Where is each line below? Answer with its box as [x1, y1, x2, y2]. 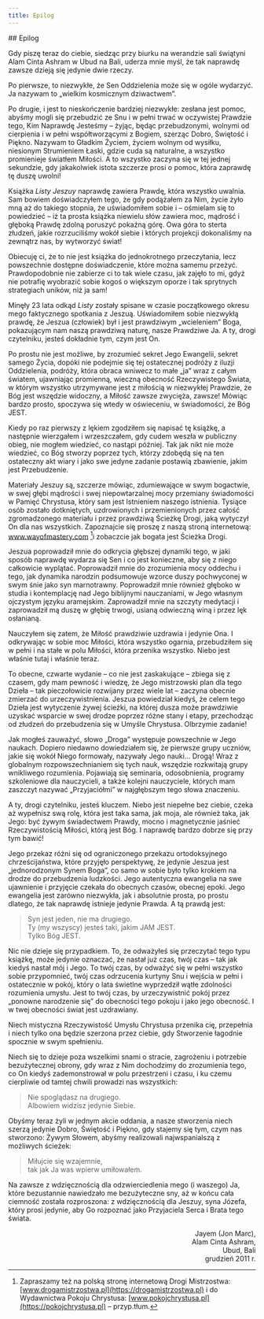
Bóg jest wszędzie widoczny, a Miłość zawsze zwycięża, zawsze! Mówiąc [8, 391, 247, 400]
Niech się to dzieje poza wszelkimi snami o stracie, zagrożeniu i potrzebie [8, 1052, 247, 1061]
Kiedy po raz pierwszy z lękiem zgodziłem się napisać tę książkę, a [8, 423, 225, 432]
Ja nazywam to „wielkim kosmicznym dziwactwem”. [8, 88, 177, 98]
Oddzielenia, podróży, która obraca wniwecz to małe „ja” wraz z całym [8, 365, 237, 375]
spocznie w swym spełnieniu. [8, 1037, 104, 1047]
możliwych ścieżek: [8, 1141, 72, 1150]
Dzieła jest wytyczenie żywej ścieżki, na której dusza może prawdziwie [8, 702, 238, 713]
